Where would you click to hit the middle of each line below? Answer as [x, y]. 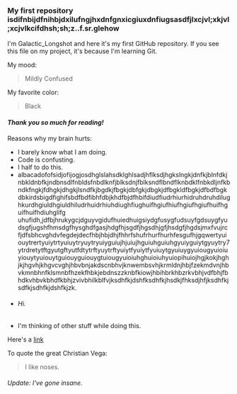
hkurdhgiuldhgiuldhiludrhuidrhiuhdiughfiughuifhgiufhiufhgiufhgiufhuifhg [123, 205]
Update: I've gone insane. [45, 383]
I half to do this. [40, 167]
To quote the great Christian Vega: [57, 353]
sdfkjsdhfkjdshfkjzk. [47, 287]
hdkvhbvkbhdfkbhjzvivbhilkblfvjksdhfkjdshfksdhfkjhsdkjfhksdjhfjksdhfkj [123, 280]
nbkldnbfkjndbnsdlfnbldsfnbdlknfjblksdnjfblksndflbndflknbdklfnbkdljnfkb [124, 182]
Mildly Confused [48, 79]
